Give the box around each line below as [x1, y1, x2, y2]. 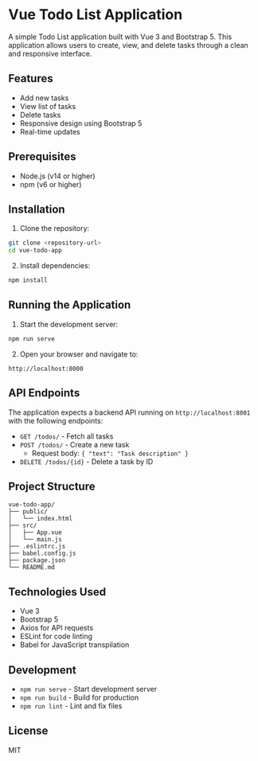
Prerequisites [8, 150, 76, 164]
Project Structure [8, 479, 96, 493]
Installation [8, 202, 65, 216]
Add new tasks [19, 93, 69, 103]
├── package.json [8, 556, 66, 564]
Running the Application [8, 299, 131, 312]
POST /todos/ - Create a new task [19, 439, 130, 449]
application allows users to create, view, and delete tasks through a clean [8, 40, 248, 49]
